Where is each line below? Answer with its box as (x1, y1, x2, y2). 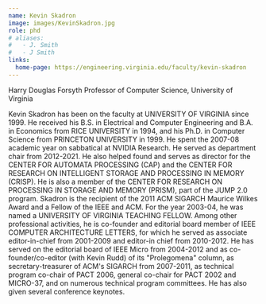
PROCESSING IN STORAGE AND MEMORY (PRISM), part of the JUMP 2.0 (8, 185, 248, 195)
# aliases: (8, 33, 44, 42)
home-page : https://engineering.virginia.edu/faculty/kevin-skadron (15, 64, 247, 72)
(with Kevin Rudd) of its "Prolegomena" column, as (68, 252, 234, 263)
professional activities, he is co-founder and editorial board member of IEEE (8, 219, 256, 228)
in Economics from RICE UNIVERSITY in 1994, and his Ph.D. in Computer (8, 126, 245, 135)
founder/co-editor (8, 252, 67, 263)
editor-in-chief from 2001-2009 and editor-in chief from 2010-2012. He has (8, 236, 254, 245)
